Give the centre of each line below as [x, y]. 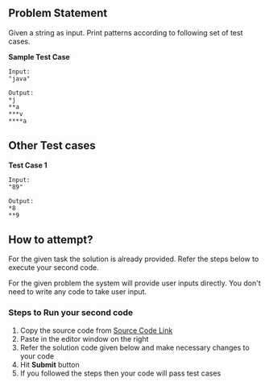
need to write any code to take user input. [78, 292]
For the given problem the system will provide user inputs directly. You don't [134, 283]
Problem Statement [58, 13]
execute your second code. [54, 268]
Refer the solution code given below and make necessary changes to [134, 347]
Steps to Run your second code [71, 313]
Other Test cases [52, 145]
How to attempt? [51, 240]
